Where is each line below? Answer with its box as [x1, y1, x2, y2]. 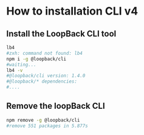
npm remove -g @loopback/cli [6, 117, 80, 123]
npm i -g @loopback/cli [6, 56, 67, 62]
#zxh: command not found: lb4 [6, 50, 83, 56]
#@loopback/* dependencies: [6, 78, 78, 85]
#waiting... [6, 61, 36, 67]
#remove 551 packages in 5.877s [6, 123, 88, 129]
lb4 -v [6, 67, 23, 74]
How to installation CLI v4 [6, 4, 139, 18]
